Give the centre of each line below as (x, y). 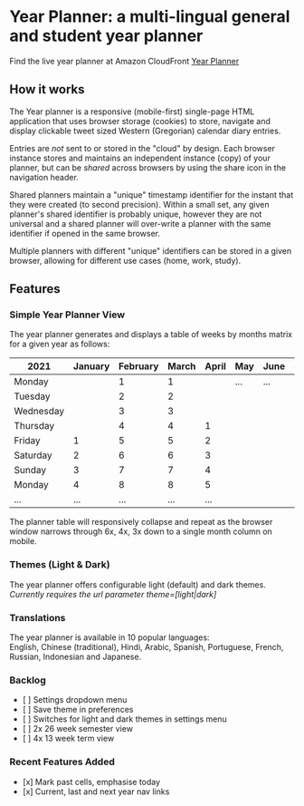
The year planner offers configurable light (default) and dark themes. (138, 584)
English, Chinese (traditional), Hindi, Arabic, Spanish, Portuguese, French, (147, 647)
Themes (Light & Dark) (60, 565)
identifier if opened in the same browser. (85, 233)
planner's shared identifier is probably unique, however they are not (136, 214)
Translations (38, 617)
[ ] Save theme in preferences (78, 710)
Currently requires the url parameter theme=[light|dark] (113, 594)
